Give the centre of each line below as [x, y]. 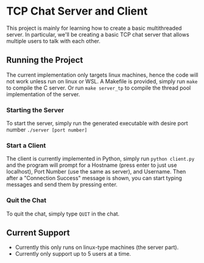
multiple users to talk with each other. [53, 41]
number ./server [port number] [47, 130]
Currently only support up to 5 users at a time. [73, 254]
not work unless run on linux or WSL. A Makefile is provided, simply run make [102, 81]
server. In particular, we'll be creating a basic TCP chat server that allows [98, 34]
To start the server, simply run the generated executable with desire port [97, 124]
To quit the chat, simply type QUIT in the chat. [63, 214]
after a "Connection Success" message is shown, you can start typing [94, 178]
